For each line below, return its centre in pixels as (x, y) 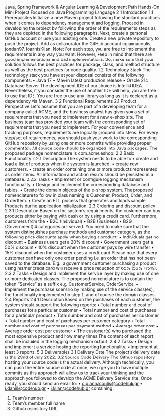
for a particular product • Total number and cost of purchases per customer (82, 315)
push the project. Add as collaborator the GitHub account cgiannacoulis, (78, 44)
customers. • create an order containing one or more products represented (81, 169)
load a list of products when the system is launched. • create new (72, 164)
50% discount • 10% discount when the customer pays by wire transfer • (80, 247)
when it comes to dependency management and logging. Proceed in (75, 23)
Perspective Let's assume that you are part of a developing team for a (76, 106)
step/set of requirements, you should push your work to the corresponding (81, 138)
